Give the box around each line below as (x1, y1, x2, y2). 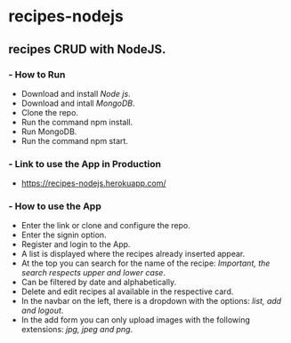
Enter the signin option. (20, 229, 108, 241)
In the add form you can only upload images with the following (20, 315, 250, 325)
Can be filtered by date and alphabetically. (20, 277, 177, 288)
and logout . (20, 305, 64, 316)
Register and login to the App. (20, 239, 131, 250)
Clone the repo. (20, 107, 79, 117)
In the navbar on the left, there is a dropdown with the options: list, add (20, 296, 282, 307)
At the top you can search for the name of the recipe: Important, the (20, 258, 271, 268)
